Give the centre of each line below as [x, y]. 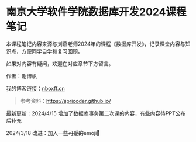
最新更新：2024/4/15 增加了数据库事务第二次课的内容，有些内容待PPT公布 [96, 113]
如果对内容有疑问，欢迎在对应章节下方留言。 [60, 63]
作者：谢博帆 [21, 76]
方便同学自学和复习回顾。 [52, 51]
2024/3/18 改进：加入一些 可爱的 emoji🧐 [53, 133]
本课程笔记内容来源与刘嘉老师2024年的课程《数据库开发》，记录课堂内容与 [96, 44]
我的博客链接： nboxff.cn [36, 88]
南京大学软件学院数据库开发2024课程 [96, 12]
